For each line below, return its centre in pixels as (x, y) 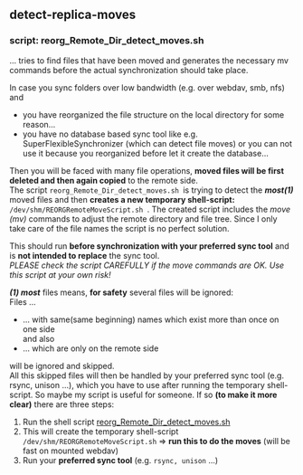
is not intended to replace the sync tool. (85, 255)
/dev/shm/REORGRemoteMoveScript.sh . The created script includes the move (150, 209)
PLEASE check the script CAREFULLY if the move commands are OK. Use (147, 265)
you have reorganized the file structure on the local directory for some (153, 114)
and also (38, 338)
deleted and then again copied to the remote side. (104, 180)
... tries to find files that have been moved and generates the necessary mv (149, 60)
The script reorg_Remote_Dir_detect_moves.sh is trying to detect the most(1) (151, 190)
